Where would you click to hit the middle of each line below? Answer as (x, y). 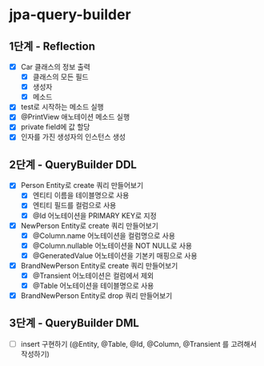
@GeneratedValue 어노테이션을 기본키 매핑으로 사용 (115, 255)
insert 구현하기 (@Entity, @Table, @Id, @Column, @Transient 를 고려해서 (138, 344)
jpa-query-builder (70, 15)
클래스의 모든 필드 (60, 77)
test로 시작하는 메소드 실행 (62, 107)
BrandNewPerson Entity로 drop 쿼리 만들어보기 (96, 296)
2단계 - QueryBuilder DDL (73, 164)
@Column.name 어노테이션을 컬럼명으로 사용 (104, 235)
